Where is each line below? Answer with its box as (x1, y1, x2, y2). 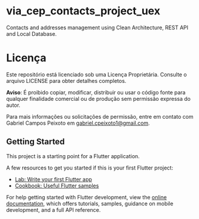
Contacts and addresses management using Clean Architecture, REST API (6, 24, 189, 31)
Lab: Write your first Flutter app (14, 175, 93, 183)
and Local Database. (6, 30, 57, 37)
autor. (6, 101, 21, 109)
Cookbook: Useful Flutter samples (14, 182, 99, 189)
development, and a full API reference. (6, 206, 101, 213)
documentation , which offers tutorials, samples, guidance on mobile (6, 200, 173, 207)
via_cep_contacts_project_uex (6, 4, 160, 18)
